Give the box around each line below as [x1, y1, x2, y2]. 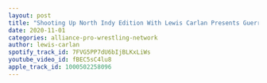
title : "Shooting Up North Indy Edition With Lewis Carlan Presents [8, 19, 240, 27]
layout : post [8, 11, 52, 20]
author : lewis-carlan [8, 41, 80, 49]
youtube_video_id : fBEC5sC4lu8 [8, 56, 112, 64]
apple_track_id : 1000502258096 [8, 63, 112, 71]
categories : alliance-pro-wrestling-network [8, 33, 158, 42]
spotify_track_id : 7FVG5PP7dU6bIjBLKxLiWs [8, 48, 151, 56]
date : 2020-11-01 [8, 26, 66, 34]
